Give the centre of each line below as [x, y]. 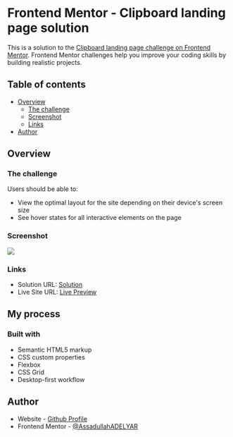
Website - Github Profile [52, 419]
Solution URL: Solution [50, 285]
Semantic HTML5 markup [55, 350]
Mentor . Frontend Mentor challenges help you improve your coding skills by [117, 55]
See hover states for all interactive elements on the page [99, 218]
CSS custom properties [51, 357]
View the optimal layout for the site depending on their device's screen [120, 203]
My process [34, 314]
